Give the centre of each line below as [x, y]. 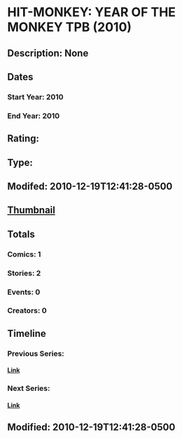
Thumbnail [31, 211]
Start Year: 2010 [36, 97]
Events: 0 [24, 292]
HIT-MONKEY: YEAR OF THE [92, 12]
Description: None [48, 53]
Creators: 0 [27, 311]
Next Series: [29, 389]
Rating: [23, 139]
